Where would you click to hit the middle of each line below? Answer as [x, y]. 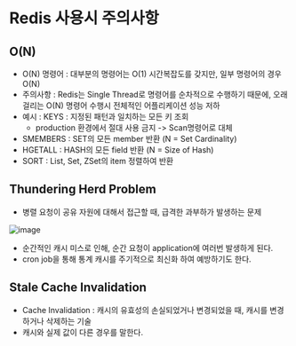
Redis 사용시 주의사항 [84, 18]
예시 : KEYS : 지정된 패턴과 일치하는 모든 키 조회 [105, 117]
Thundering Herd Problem [83, 189]
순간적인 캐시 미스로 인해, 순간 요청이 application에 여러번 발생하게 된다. [148, 248]
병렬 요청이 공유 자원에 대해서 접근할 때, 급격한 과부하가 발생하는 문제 [142, 212]
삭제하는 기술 [68, 321]
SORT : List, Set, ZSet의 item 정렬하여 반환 [98, 161]
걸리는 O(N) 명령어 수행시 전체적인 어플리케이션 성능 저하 [121, 106]
